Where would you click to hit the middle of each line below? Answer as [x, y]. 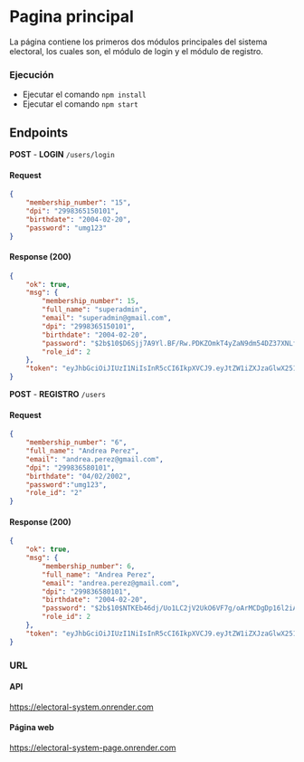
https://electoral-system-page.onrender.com [93, 748]
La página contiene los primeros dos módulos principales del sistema [138, 42]
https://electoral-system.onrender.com [81, 707]
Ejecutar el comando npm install [84, 95]
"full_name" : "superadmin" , [95, 310]
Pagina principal [71, 17]
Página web [32, 728]
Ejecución [32, 74]
